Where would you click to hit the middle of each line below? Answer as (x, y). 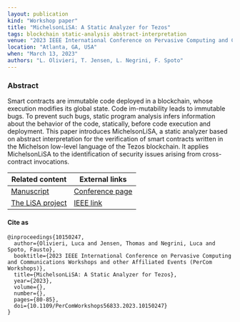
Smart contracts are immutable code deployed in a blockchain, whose (110, 101)
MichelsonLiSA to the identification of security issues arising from (104, 154)
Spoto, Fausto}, (31, 250)
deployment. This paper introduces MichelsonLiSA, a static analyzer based (117, 131)
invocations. (51, 162)
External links (103, 179)
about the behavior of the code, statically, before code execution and (109, 124)
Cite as (18, 222)
